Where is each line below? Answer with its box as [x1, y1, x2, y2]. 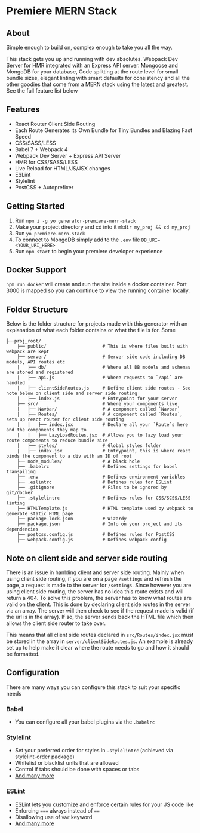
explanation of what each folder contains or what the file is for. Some [6, 327, 176, 334]
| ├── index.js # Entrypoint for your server [17, 396, 178, 402]
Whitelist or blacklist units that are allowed [14, 759, 119, 767]
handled [6, 380, 26, 386]
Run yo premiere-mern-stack [14, 229, 85, 237]
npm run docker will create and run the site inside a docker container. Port [6, 281, 187, 288]
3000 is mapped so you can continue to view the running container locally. [6, 287, 190, 294]
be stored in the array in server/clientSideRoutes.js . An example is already [6, 638, 193, 645]
